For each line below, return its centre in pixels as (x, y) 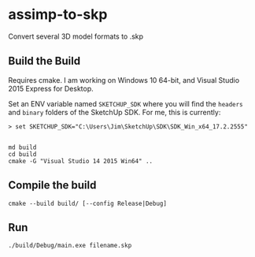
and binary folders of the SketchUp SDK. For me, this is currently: (115, 112)
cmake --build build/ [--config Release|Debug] (88, 203)
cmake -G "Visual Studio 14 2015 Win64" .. (81, 161)
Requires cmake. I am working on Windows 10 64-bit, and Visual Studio (124, 80)
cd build (22, 154)
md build (22, 147)
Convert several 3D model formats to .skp (76, 36)
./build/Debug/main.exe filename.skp (70, 246)
